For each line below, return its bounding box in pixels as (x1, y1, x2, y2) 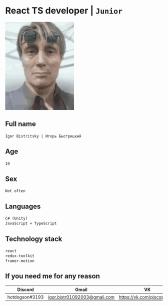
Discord (17, 286, 34, 292)
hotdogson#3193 (7, 294, 44, 300)
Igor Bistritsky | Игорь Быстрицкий (5, 133, 81, 138)
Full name (5, 120, 36, 128)
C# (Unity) (5, 216, 28, 221)
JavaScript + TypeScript (5, 221, 57, 226)
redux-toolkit (5, 253, 35, 258)
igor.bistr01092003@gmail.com (47, 294, 115, 300)
